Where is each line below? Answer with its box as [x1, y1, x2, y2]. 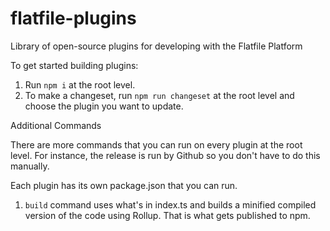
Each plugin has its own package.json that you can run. [10, 179, 238, 191]
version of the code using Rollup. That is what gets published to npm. [24, 209, 311, 221]
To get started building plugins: [10, 59, 139, 71]
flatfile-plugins [10, 7, 137, 30]
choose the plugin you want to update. [24, 100, 184, 112]
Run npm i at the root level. [24, 78, 136, 91]
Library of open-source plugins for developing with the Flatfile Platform [10, 40, 303, 52]
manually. [10, 160, 50, 172]
